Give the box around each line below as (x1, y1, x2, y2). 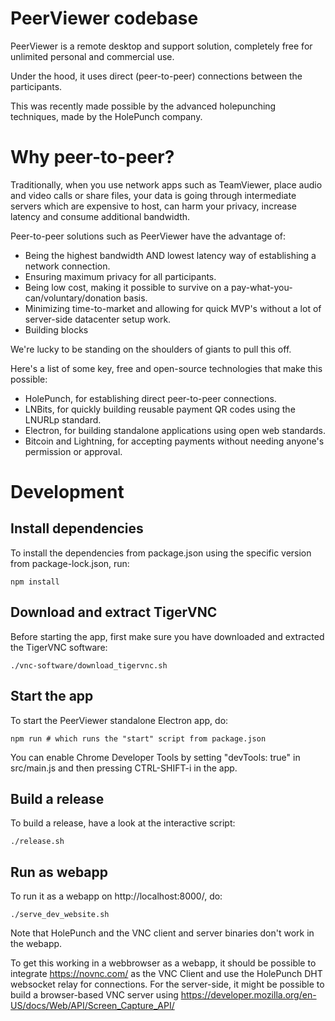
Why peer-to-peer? (10, 146, 175, 169)
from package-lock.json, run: (10, 557, 130, 569)
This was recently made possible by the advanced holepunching (10, 100, 277, 112)
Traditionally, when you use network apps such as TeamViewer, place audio (10, 178, 323, 191)
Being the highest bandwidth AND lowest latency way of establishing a (24, 249, 317, 261)
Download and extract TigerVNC (10, 604, 218, 621)
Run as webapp (10, 863, 109, 881)
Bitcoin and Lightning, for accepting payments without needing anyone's (24, 435, 325, 447)
